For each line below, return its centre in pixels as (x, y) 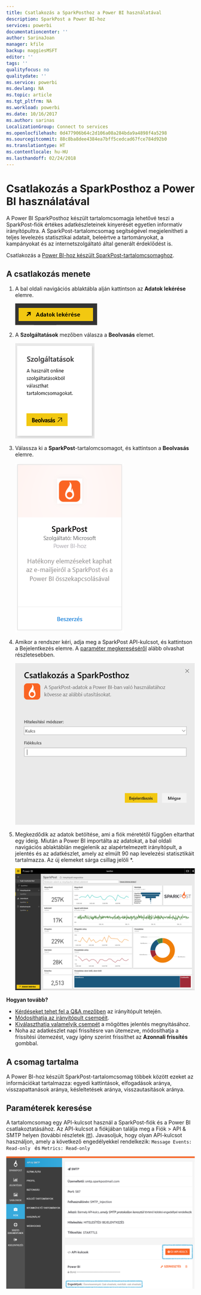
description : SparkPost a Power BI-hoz (56, 19)
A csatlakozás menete (48, 274)
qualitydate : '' (26, 76)
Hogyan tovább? (27, 1000)
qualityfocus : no (28, 70)
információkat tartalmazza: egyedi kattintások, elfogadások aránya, (89, 1083)
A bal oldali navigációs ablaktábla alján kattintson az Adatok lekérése (100, 289)
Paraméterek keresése (49, 1108)
